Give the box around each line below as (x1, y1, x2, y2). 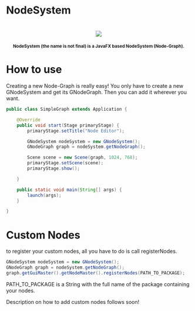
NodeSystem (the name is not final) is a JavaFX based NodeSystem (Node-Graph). (12, 44, 185, 49)
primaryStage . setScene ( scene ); (27, 160, 104, 166)
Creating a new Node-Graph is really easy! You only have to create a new (6, 82, 184, 90)
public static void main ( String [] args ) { (16, 187, 122, 193)
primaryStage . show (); (27, 166, 80, 171)
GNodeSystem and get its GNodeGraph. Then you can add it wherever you (6, 89, 187, 96)
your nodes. (6, 287, 35, 294)
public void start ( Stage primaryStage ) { (16, 122, 119, 128)
